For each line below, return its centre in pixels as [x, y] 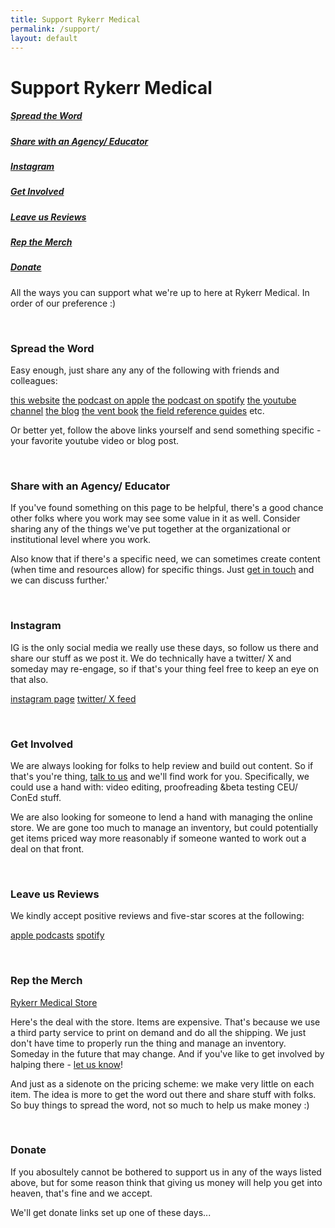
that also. [29, 679]
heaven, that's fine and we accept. [81, 1193]
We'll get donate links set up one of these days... [111, 1212]
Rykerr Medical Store [54, 1002]
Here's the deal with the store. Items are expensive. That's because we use [165, 1022]
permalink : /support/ [55, 29]
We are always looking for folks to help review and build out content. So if [162, 765]
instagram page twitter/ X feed [73, 698]
